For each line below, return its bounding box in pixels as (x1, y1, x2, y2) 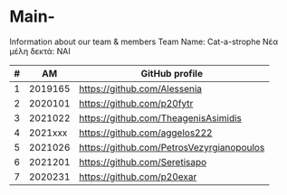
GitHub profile (140, 67, 204, 79)
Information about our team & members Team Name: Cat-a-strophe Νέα (9, 36, 279, 47)
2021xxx (28, 126, 68, 139)
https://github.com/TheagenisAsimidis (79, 111, 243, 124)
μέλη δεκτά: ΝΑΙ (9, 45, 71, 56)
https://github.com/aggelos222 (79, 126, 213, 139)
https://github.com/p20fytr (79, 97, 194, 109)
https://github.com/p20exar (79, 170, 197, 182)
